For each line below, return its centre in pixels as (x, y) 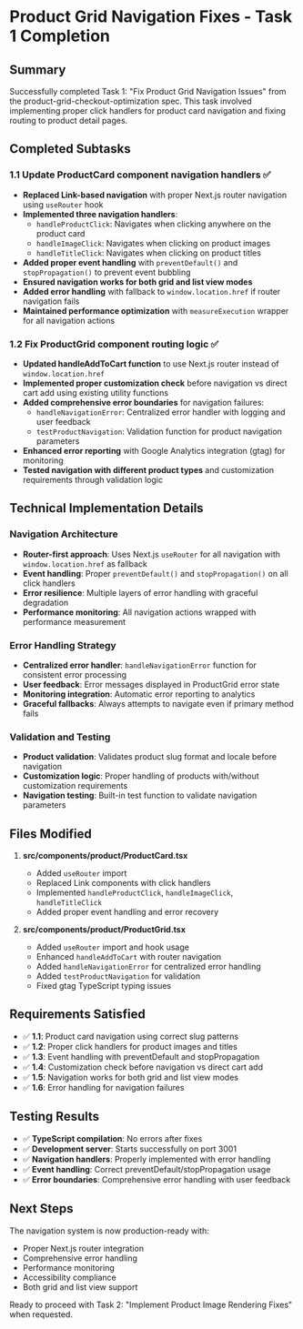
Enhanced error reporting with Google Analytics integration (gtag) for (154, 450)
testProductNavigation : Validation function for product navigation (159, 431)
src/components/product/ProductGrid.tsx (104, 930)
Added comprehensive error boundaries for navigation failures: (143, 402)
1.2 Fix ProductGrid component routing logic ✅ (114, 344)
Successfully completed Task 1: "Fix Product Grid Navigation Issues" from (148, 91)
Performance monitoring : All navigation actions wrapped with (139, 612)
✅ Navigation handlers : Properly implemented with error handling (146, 1159)
